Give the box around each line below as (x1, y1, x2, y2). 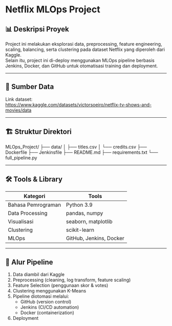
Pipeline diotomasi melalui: (12, 293, 69, 299)
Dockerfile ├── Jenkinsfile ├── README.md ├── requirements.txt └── (5, 149, 158, 155)
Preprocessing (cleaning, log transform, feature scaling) (12, 277, 131, 283)
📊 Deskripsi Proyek (5, 25, 69, 33)
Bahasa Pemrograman (8, 202, 61, 209)
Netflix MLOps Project (5, 4, 101, 15)
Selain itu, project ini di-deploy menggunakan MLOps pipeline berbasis (5, 58, 155, 63)
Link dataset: (5, 96, 33, 102)
